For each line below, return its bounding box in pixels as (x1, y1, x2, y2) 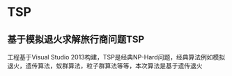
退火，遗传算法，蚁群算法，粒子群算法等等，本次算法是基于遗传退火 (7, 61, 203, 70)
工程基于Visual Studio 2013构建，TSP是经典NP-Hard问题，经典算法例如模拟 (7, 53, 225, 61)
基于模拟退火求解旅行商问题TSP (7, 33, 145, 45)
